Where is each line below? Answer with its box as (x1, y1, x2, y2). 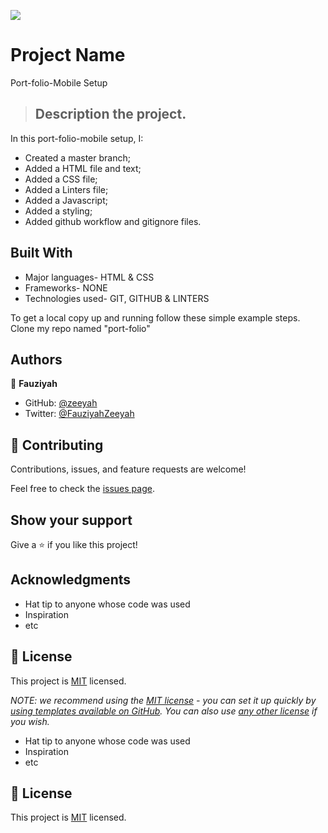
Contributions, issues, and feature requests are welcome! (10, 463, 247, 475)
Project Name (10, 44, 126, 67)
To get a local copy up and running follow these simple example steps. (10, 311, 301, 324)
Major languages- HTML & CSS (24, 271, 155, 283)
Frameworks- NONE (24, 281, 108, 294)
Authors (10, 351, 63, 368)
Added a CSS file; (24, 173, 98, 185)
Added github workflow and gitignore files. (24, 215, 202, 227)
